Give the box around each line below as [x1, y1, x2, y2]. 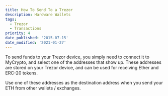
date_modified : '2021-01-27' [5, 40, 66, 45]
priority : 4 [5, 31, 30, 36]
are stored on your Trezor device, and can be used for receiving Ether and [5, 64, 159, 70]
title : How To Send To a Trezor [5, 7, 73, 13]
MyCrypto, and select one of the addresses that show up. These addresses [5, 59, 162, 65]
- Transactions [10, 26, 42, 31]
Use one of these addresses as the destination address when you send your [5, 79, 163, 85]
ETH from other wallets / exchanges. [5, 85, 81, 91]
